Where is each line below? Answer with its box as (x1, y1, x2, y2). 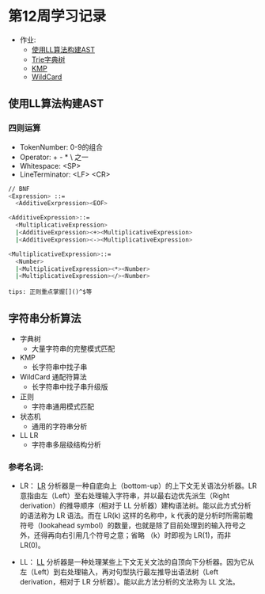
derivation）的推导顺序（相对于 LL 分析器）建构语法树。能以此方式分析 (19, 501, 252, 511)
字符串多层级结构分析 (31, 440, 101, 450)
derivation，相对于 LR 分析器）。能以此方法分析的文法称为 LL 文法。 (19, 577, 240, 587)
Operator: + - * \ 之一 (19, 152, 89, 162)
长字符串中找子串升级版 (31, 382, 108, 392)
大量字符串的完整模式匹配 (31, 344, 115, 353)
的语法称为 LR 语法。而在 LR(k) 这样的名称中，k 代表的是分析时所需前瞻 (19, 511, 253, 520)
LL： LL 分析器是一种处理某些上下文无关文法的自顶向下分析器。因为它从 (19, 558, 255, 567)
